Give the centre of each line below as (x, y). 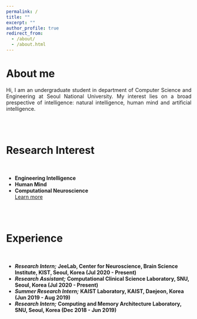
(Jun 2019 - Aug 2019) (42, 297)
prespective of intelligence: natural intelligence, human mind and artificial (99, 102)
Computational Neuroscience (51, 190)
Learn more (29, 197)
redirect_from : (25, 34)
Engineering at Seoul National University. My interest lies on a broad (99, 96)
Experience (34, 238)
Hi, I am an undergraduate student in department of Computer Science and (99, 90)
